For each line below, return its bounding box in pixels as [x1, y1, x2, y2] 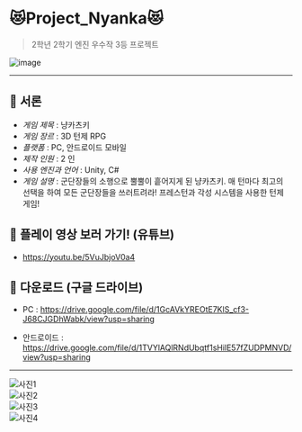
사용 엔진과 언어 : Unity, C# [22, 164, 120, 175]
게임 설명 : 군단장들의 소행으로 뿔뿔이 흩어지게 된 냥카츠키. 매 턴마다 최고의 [22, 175, 284, 186]
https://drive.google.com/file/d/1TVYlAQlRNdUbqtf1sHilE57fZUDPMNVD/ [22, 342, 292, 354]
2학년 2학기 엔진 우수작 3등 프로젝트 [31, 39, 159, 49]
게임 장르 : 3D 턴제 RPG [22, 130, 106, 141]
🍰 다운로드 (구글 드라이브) [9, 279, 144, 295]
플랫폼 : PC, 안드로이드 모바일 [22, 141, 128, 152]
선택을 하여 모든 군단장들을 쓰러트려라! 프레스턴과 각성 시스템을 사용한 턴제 [22, 186, 285, 197]
